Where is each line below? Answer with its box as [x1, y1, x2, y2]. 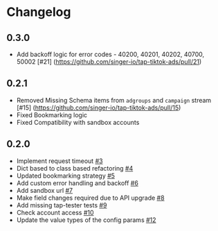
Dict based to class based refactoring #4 [16, 164, 134, 172]
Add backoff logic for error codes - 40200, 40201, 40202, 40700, [16, 50, 205, 58]
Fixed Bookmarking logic [16, 110, 88, 119]
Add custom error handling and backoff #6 [16, 178, 139, 187]
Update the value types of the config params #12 [16, 216, 156, 224]
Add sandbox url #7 [16, 186, 73, 194]
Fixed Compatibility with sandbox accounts [16, 118, 140, 126]
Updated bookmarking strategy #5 [16, 171, 116, 180]
